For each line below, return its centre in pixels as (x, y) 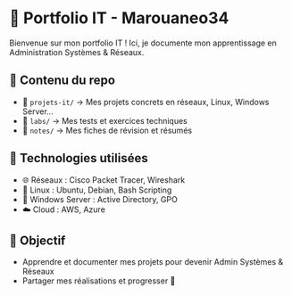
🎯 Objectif (38, 240)
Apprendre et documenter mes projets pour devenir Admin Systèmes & (153, 262)
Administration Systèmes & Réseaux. (77, 52)
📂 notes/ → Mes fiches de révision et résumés (107, 130)
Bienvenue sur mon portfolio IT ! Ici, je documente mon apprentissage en (143, 43)
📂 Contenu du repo (63, 81)
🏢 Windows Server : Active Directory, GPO (100, 199)
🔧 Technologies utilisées (79, 158)
